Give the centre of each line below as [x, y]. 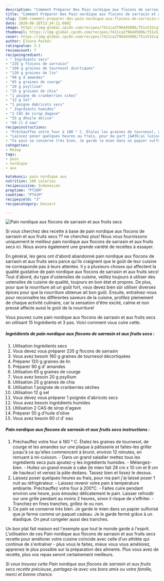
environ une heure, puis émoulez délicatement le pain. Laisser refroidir [83, 493]
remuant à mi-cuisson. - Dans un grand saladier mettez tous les [76, 457]
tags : [11, 154]
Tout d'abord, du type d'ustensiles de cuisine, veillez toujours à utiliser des [81, 277]
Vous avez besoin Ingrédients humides [51, 403]
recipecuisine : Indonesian [33, 186]
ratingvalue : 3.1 [23, 46]
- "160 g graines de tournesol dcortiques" [50, 69]
